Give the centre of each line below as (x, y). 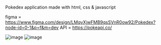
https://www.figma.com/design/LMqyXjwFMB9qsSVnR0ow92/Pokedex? (80, 22)
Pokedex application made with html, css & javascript (61, 7)
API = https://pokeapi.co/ (86, 27)
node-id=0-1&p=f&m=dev (32, 27)
